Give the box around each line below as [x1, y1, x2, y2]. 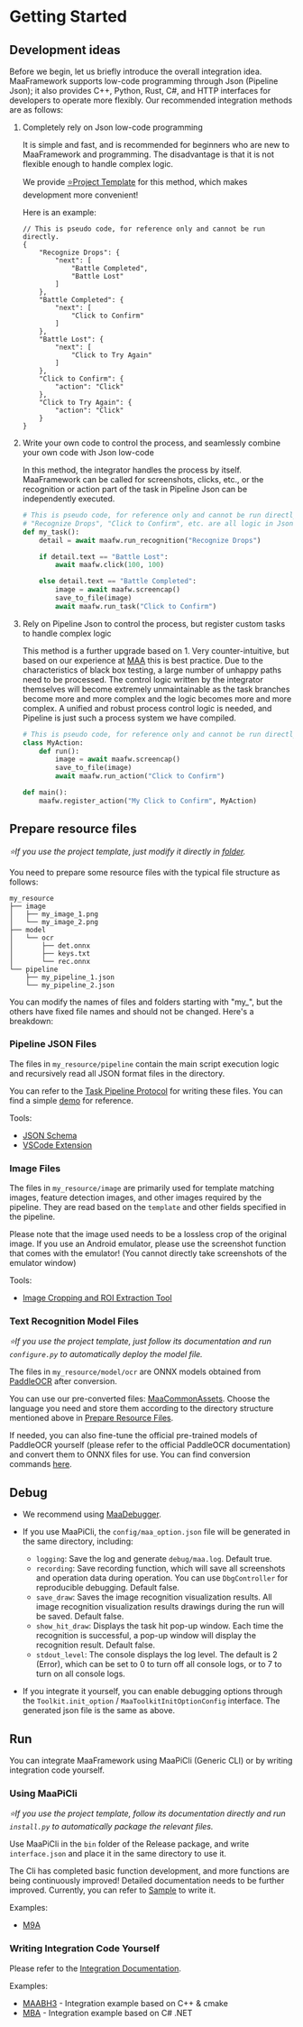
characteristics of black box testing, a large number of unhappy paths [22, 665, 282, 675]
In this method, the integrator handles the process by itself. [22, 464, 242, 475]
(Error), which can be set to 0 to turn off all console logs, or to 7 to [35, 1659, 282, 1670]
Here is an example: [22, 207, 97, 217]
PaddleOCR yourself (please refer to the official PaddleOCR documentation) [9, 1440, 291, 1451]
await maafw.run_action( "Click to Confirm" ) [55, 772, 225, 781]
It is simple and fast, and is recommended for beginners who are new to [22, 140, 290, 150]
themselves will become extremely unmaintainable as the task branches [22, 683, 290, 694]
